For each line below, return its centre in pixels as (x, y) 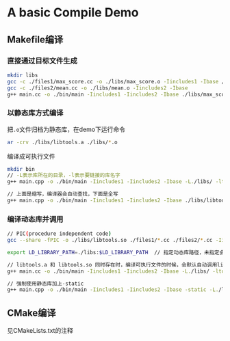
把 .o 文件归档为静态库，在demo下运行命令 (66, 129)
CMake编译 (31, 313)
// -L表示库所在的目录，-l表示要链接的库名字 (64, 176)
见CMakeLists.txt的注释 (40, 331)
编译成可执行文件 (31, 156)
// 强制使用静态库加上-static (46, 284)
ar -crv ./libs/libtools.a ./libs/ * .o (62, 142)
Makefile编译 (35, 39)
